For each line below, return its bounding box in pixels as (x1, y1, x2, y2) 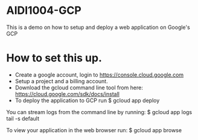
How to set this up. (6, 51, 103, 65)
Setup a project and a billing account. (14, 77, 108, 84)
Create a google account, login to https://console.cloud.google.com (14, 71, 184, 78)
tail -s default (6, 115, 40, 122)
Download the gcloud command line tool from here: (14, 84, 143, 91)
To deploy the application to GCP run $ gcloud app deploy (14, 97, 160, 104)
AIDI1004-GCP (6, 4, 81, 17)
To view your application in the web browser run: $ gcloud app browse (6, 126, 182, 133)
